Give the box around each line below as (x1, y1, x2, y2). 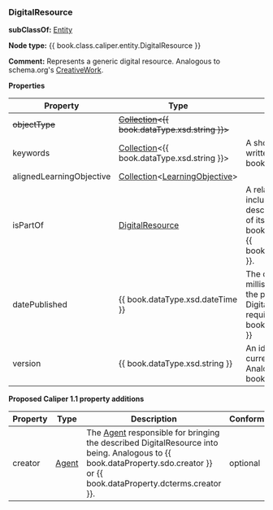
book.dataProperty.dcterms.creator (86, 478, 222, 490)
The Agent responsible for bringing (86, 427, 220, 438)
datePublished (12, 299, 67, 311)
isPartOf (12, 220, 45, 231)
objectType (12, 119, 55, 130)
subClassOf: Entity (8, 25, 73, 35)
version (12, 358, 41, 369)
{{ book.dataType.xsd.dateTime (119, 294, 238, 305)
